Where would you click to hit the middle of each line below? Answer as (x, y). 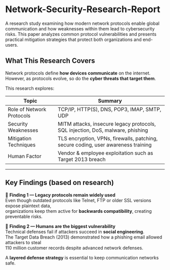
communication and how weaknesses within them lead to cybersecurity (80, 28)
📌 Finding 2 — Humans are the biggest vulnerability (60, 226)
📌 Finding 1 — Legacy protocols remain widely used (60, 195)
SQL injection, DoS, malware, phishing (103, 130)
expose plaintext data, (28, 206)
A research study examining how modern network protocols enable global (82, 23)
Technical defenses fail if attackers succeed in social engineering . (75, 232)
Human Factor (25, 156)
